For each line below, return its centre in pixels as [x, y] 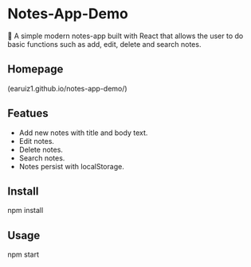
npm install [25, 211]
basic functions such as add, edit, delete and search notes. [104, 44]
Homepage [35, 70]
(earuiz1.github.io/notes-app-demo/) [68, 88]
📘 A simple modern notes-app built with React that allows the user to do [125, 36]
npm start [24, 254]
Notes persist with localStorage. [71, 166]
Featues [28, 113]
